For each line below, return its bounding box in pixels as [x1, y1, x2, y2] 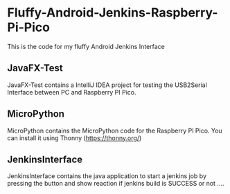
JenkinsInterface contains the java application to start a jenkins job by [7, 172, 206, 180]
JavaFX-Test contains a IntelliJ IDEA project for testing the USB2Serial [7, 81, 208, 89]
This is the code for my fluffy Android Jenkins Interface [7, 42, 165, 50]
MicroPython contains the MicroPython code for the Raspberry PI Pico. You [7, 126, 223, 135]
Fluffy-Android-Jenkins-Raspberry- [7, 5, 218, 21]
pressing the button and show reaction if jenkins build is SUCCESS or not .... [7, 180, 224, 188]
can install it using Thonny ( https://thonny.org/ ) [7, 133, 142, 142]
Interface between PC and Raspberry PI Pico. [7, 88, 136, 96]
